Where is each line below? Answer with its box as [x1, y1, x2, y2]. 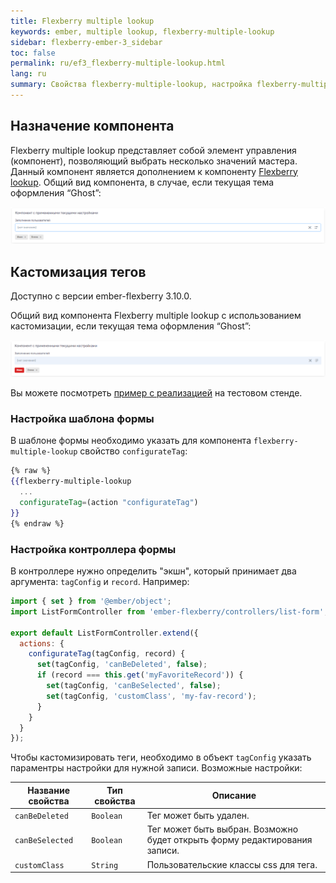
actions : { [19, 638, 65, 649]
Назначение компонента [10, 118, 175, 135]
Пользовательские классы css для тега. [146, 858, 318, 870]
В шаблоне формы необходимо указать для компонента [10, 435, 252, 447]
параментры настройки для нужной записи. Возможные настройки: [10, 762, 303, 774]
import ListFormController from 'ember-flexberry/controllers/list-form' [10, 606, 325, 617]
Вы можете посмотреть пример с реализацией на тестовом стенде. [10, 387, 303, 399]
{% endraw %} [10, 518, 65, 529]
